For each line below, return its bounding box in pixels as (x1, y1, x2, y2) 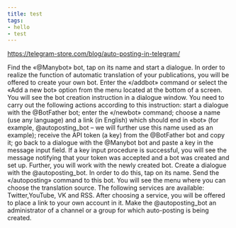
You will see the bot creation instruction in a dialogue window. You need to (7, 93, 225, 102)
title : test (7, 10, 43, 18)
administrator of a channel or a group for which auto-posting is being (7, 206, 209, 215)
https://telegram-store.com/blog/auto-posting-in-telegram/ (7, 50, 181, 58)
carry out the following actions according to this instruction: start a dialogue (7, 101, 229, 110)
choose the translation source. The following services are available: (7, 183, 204, 192)
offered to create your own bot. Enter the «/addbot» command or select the (7, 79, 228, 87)
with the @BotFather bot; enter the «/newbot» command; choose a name (7, 108, 221, 117)
